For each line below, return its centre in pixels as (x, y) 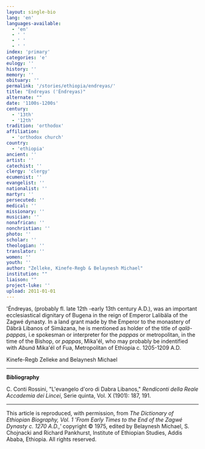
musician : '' (23, 217)
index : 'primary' (28, 52)
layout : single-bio (31, 12)
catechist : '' (24, 166)
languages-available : (34, 23)
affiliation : (23, 132)
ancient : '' (21, 154)
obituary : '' (23, 80)
